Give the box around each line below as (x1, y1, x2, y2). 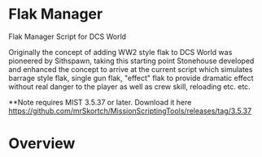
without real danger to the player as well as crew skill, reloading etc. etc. (8, 82, 251, 91)
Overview (8, 134, 76, 153)
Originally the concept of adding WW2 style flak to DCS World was (8, 47, 233, 57)
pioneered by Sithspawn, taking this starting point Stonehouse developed (8, 56, 255, 66)
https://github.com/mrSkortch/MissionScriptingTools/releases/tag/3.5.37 (8, 106, 252, 116)
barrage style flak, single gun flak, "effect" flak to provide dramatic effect (8, 73, 254, 83)
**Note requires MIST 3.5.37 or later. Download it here (8, 97, 192, 107)
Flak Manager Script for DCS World (8, 32, 127, 41)
